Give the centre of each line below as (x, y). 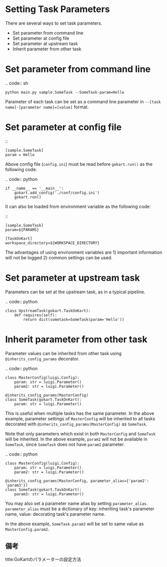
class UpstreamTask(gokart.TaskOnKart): (48, 311)
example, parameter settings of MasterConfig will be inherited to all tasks (80, 418)
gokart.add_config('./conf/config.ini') (57, 193)
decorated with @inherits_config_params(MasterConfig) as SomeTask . (76, 424)
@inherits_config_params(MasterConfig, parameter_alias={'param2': (77, 481)
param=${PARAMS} (22, 230)
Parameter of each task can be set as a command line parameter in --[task (83, 101)
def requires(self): (36, 315)
